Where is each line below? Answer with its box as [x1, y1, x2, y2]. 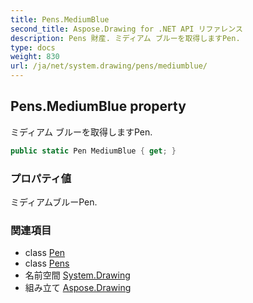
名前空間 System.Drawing [24, 269, 131, 281]
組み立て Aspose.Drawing [24, 282, 132, 294]
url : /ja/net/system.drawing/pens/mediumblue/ [10, 61, 208, 71]
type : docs [10, 42, 56, 53]
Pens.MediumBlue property [10, 98, 187, 115]
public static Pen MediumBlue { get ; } [10, 146, 177, 156]
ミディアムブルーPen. [10, 196, 98, 208]
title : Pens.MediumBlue [10, 14, 110, 25]
